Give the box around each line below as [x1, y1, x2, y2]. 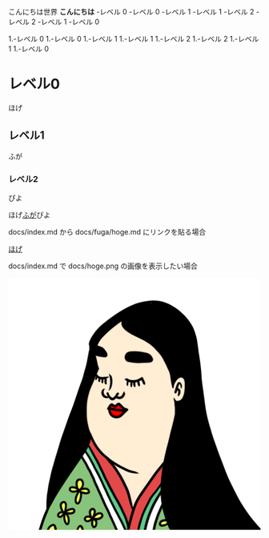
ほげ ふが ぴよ [8, 211, 50, 220]
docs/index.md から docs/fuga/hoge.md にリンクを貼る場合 [8, 227, 207, 237]
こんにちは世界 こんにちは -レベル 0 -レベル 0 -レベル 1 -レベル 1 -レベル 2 [8, 7, 255, 16]
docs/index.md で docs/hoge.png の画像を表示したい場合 [8, 261, 199, 271]
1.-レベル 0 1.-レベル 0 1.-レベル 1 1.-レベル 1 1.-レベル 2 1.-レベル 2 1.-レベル [8, 34, 259, 43]
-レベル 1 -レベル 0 [37, 17, 100, 26]
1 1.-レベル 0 [8, 44, 50, 54]
